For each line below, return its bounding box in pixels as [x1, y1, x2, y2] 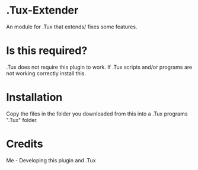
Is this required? [6, 44, 88, 57]
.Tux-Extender [6, 4, 79, 17]
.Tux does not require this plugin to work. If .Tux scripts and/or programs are [6, 63, 193, 70]
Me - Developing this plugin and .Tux [6, 156, 96, 163]
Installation [6, 91, 63, 104]
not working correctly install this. [6, 69, 87, 77]
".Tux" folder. [6, 116, 39, 123]
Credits [6, 137, 43, 150]
